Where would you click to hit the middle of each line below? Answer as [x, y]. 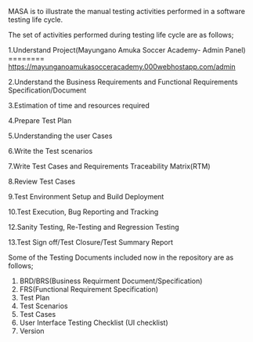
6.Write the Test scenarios [51, 151]
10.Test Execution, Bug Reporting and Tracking [83, 212]
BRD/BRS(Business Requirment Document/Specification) [111, 281]
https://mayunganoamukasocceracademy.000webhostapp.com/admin [122, 67]
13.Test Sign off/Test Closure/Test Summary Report [91, 242]
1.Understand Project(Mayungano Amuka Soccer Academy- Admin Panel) [127, 50]
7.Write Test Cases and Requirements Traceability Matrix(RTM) [109, 166]
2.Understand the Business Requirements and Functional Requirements [123, 82]
